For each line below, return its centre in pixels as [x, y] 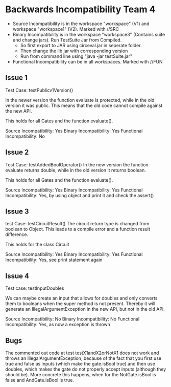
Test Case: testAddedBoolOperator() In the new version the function [77, 164]
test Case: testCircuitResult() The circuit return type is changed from [77, 224]
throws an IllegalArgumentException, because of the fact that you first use [83, 358]
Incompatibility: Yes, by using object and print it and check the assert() [80, 195]
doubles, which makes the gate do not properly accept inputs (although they [86, 369]
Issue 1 [17, 78]
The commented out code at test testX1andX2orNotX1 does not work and [82, 353]
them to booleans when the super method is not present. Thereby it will [80, 304]
